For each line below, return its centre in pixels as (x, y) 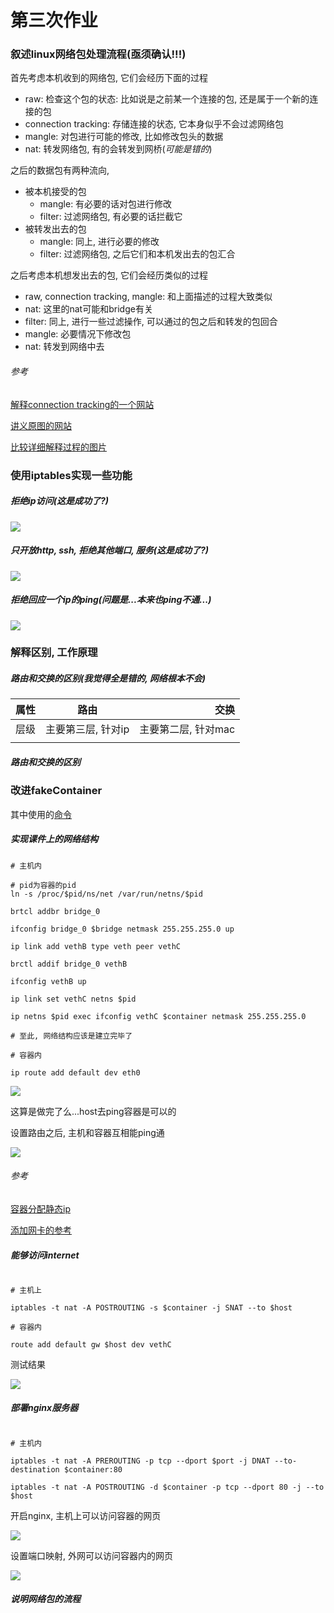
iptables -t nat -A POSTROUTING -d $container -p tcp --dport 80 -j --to (167, 1487)
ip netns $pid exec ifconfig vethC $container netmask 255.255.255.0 (158, 1016)
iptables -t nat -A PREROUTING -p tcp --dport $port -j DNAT (140, 1461)
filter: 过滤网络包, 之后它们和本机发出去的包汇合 (137, 254)
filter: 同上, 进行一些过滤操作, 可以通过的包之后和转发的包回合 (151, 322)
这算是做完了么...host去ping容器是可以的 (93, 1111)
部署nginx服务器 (44, 1408)
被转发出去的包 (55, 229)
